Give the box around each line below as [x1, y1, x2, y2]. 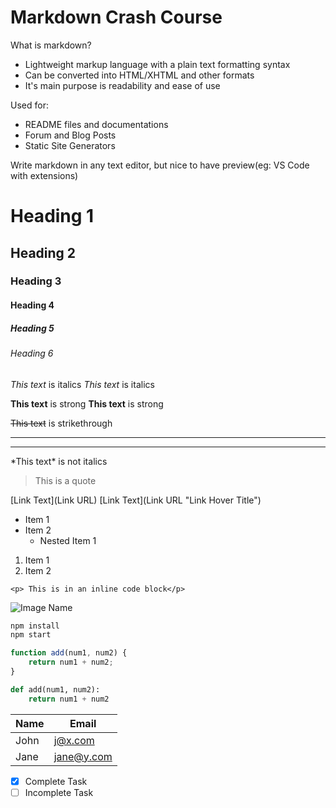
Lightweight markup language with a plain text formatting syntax [24, 58, 291, 70]
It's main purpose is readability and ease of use [24, 79, 221, 91]
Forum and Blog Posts [24, 129, 117, 141]
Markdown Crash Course [10, 6, 223, 29]
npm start [10, 630, 52, 640]
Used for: [10, 99, 49, 111]
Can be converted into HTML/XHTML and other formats [24, 69, 255, 81]
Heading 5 [10, 322, 55, 334]
